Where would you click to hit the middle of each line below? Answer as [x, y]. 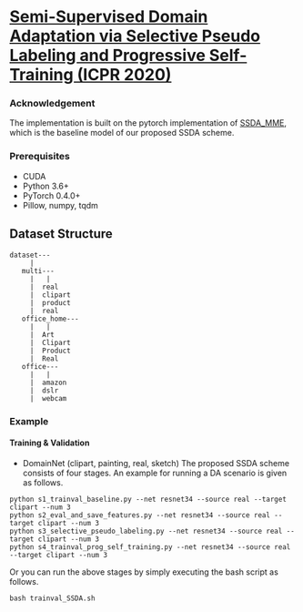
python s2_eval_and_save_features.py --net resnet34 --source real [140, 515]
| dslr [44, 390]
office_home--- [50, 319]
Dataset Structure [61, 234]
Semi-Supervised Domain [109, 17]
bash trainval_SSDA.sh [52, 598]
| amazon [48, 382]
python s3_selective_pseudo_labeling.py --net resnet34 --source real [146, 531]
